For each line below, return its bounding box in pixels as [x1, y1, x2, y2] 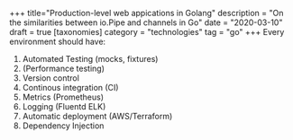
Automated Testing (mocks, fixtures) [22, 54, 159, 64]
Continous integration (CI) [22, 83, 119, 92]
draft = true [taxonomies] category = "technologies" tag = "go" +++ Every [9, 27, 285, 37]
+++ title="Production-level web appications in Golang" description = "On [9, 8, 284, 18]
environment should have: [9, 36, 106, 47]
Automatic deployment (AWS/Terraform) [22, 111, 173, 121]
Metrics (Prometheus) [22, 92, 105, 102]
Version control [22, 73, 79, 83]
